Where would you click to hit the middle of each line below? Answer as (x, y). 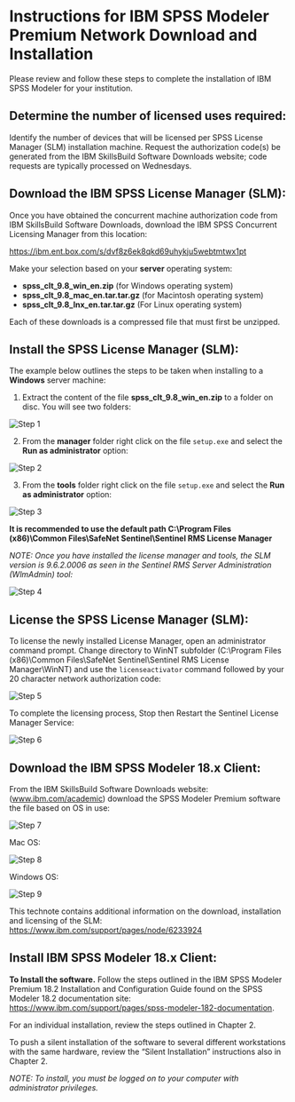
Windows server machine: (58, 380)
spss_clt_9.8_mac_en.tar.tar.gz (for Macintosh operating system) (143, 295)
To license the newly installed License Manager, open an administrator (138, 641)
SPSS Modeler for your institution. (71, 88)
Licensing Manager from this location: (78, 234)
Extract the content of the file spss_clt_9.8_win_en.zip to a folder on (147, 398)
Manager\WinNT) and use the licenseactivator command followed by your (147, 670)
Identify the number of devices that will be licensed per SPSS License (136, 137)
